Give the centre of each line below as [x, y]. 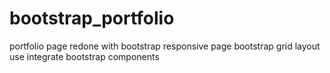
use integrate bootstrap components [84, 56]
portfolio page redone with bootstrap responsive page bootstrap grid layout [165, 46]
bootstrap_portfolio [92, 18]
